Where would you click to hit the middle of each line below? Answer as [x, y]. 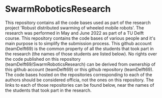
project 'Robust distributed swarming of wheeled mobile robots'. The [75, 27]
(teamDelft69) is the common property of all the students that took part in [79, 49]
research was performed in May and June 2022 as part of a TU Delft [74, 33]
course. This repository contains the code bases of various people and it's [80, 38]
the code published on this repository [43, 59]
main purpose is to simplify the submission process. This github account [78, 43]
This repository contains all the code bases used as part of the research [78, 23]
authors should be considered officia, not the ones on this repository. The [80, 80]
